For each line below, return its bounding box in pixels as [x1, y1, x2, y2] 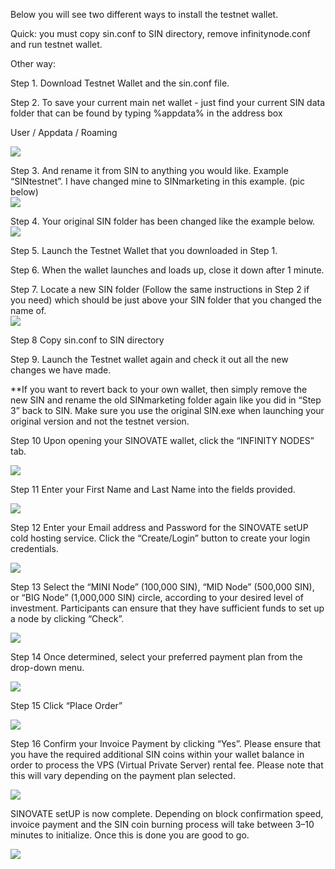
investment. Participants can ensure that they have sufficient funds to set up [10, 602, 325, 614]
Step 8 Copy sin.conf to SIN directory [10, 334, 165, 346]
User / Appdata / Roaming [10, 127, 118, 138]
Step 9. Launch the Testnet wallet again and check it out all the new [10, 354, 289, 365]
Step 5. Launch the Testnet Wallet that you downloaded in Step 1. [10, 245, 278, 256]
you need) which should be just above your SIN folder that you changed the [10, 294, 322, 306]
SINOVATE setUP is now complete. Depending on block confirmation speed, [10, 808, 324, 819]
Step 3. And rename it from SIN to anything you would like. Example [10, 165, 289, 176]
